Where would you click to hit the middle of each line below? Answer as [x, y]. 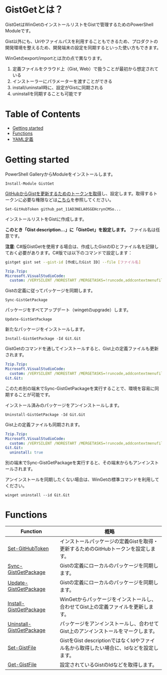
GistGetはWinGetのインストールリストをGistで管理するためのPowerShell [80, 24]
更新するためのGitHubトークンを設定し [105, 549]
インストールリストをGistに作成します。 [46, 219]
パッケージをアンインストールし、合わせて [109, 624]
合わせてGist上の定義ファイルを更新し [104, 607]
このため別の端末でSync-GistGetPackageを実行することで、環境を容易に [80, 388]
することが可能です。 [31, 395]
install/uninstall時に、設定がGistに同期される [58, 87]
